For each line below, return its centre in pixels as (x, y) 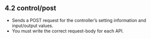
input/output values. (32, 25)
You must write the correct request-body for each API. (68, 31)
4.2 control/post (31, 8)
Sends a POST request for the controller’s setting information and (79, 20)
